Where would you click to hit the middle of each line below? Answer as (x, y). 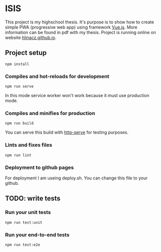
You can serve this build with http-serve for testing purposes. (67, 133)
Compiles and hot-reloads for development (57, 76)
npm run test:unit (24, 222)
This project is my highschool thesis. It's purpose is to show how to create (80, 22)
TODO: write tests (33, 199)
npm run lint (18, 155)
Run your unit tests (28, 213)
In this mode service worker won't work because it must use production (77, 96)
